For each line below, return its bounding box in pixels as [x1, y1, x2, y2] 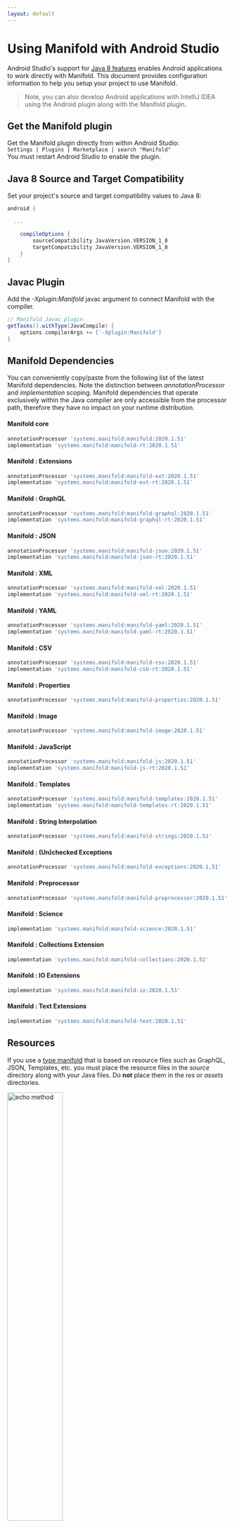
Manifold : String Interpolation [7, 817, 97, 826]
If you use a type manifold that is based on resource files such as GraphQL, [7, 1055, 226, 1064]
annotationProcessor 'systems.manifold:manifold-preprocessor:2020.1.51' [7, 894, 228, 901]
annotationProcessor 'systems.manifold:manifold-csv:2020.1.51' [7, 659, 200, 667]
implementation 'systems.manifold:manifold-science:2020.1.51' [7, 925, 197, 932]
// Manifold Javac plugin [7, 316, 83, 323]
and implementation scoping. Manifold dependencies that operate [7, 388, 199, 397]
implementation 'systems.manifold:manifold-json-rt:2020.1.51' [7, 553, 197, 561]
